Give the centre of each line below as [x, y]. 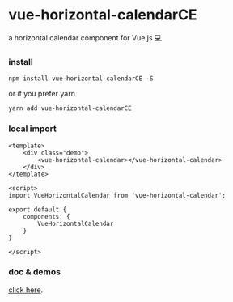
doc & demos [34, 272]
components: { [47, 216]
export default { [38, 209]
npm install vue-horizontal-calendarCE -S [81, 79]
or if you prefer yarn [42, 94]
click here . [26, 290]
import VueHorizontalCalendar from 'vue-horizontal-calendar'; [117, 195]
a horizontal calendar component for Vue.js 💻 [85, 37]
